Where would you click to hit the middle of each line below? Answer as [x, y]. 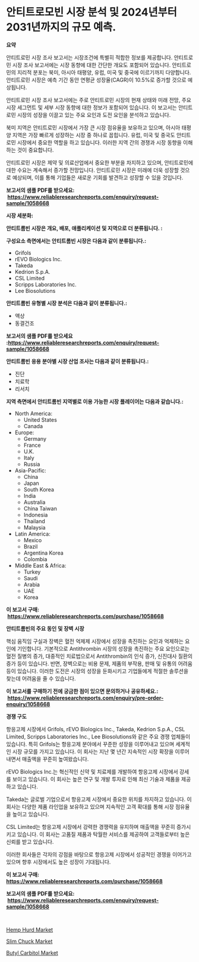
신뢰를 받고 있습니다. [30, 842]
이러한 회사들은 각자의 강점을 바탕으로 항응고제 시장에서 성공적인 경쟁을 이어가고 [99, 854]
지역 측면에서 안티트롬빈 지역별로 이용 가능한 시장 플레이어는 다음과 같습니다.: [95, 401]
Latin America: [32, 534]
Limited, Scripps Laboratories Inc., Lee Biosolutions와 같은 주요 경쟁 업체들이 [98, 737]
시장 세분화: [20, 215]
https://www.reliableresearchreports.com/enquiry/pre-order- [86, 698]
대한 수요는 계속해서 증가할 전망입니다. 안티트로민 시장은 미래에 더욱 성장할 [93, 170]
